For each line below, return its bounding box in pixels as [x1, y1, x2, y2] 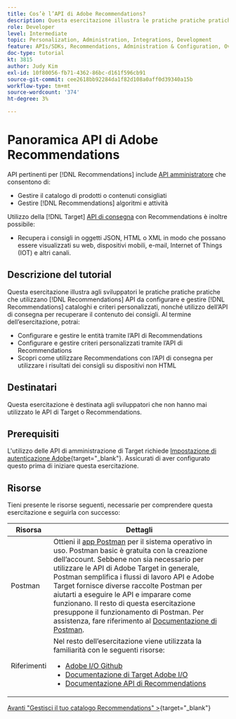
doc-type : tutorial [7, 50, 65, 57]
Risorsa [15, 525, 42, 535]
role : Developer [7, 23, 55, 30]
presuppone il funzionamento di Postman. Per [53, 607, 204, 617]
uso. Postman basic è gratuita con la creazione [53, 546, 208, 556]
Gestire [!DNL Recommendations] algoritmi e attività [17, 199, 169, 207]
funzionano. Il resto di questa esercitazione [53, 599, 195, 608]
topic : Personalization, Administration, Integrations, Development [7, 37, 212, 44]
